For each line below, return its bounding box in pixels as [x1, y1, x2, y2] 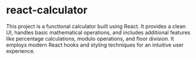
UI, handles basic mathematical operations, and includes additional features [6, 29, 191, 36]
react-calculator [6, 3, 88, 17]
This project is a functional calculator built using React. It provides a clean [6, 23, 186, 30]
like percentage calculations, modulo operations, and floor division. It [6, 35, 174, 42]
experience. [6, 47, 35, 54]
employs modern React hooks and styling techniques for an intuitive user [6, 41, 184, 48]
